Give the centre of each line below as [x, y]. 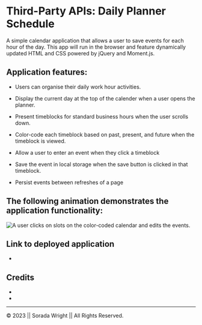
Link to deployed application [60, 244]
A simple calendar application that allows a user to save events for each [95, 40]
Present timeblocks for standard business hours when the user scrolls [101, 116]
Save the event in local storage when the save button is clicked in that [101, 164]
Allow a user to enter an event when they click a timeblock [87, 152]
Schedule [31, 24]
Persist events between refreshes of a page [69, 182]
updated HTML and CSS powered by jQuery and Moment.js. [81, 53]
